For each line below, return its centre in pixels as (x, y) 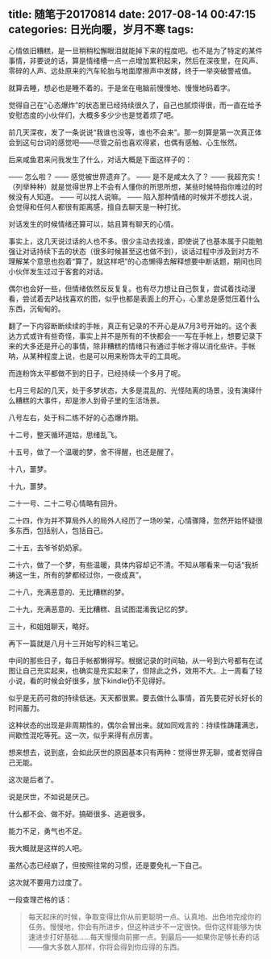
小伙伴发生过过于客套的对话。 (58, 271)
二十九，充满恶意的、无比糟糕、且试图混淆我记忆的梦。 (100, 609)
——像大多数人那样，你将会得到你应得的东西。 (106, 947)
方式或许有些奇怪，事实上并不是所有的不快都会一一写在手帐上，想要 (128, 336)
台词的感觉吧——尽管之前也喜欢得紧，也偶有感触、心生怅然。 (139, 142)
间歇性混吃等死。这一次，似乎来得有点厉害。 (83, 735)
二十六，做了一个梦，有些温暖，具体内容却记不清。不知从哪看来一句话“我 (130, 565)
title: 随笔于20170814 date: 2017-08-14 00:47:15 (132, 15)
